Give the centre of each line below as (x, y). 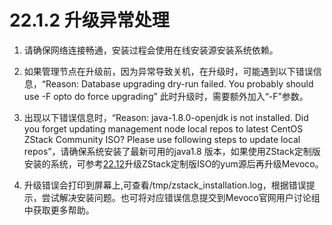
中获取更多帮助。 (59, 210)
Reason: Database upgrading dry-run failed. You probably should (179, 83)
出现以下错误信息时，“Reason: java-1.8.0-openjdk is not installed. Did (166, 117)
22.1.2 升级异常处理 (89, 20)
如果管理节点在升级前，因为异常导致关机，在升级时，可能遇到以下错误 (168, 71)
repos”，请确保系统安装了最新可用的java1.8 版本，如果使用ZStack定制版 (172, 151)
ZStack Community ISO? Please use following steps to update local (162, 139)
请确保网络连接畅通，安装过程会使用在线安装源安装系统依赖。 (151, 50)
